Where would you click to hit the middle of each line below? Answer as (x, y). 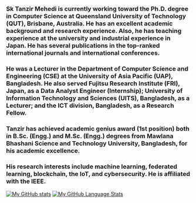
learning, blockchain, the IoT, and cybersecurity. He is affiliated (98, 174)
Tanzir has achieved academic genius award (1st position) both (98, 128)
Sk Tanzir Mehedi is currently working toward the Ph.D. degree (97, 9)
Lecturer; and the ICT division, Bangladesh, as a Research (90, 105)
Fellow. (16, 112)
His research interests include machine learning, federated (92, 167)
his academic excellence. (43, 151)
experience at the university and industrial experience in (88, 38)
